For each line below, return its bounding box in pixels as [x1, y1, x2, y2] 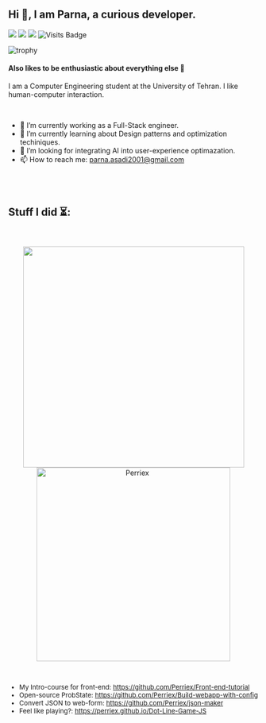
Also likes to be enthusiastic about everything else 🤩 [8, 64, 185, 73]
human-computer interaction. [8, 90, 105, 99]
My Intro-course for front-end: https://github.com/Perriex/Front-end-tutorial [19, 682, 250, 691]
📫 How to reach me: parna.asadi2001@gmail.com [19, 155, 185, 164]
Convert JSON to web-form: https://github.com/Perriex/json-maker [19, 698, 224, 707]
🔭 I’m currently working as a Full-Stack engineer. [19, 121, 179, 130]
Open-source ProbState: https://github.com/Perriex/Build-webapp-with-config [19, 690, 258, 699]
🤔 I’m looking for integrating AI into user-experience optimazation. [19, 146, 236, 156]
